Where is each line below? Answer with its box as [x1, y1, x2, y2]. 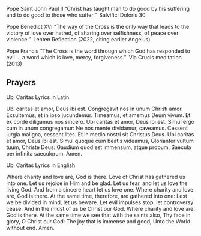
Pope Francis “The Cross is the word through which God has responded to [6, 47, 191, 55]
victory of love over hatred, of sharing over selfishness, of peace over [6, 29, 179, 37]
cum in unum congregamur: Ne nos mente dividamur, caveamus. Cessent [6, 124, 188, 132]
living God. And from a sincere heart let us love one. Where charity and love [6, 186, 194, 193]
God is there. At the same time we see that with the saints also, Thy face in [6, 211, 191, 219]
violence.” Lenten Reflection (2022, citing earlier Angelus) [6, 36, 151, 43]
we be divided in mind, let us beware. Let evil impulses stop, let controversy [6, 198, 194, 206]
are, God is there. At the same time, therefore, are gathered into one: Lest [6, 192, 188, 199]
